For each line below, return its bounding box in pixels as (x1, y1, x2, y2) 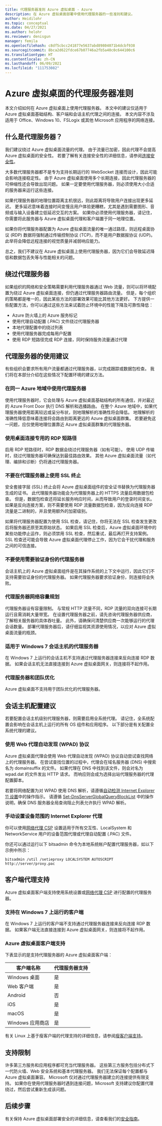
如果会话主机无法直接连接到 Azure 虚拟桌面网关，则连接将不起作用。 (14, 661, 152, 667)
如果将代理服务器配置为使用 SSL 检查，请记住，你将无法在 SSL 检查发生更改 (5, 518, 157, 524)
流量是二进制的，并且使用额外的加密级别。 (5, 508, 90, 514)
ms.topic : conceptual (5, 20, 49, 26)
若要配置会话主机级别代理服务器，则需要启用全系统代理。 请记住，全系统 (5, 716, 150, 722)
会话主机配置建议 (5, 702, 56, 710)
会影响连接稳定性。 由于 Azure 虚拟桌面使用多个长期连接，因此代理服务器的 (5, 175, 156, 181)
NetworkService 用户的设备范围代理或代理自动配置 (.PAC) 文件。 (5, 831, 134, 836)
